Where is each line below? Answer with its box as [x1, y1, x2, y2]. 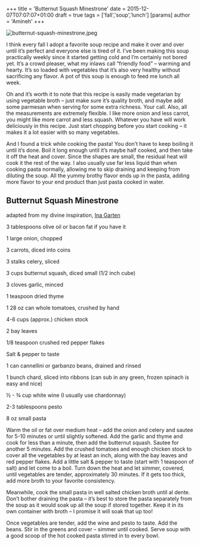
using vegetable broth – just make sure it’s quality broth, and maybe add [6, 97, 183, 104]
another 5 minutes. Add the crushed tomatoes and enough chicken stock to [6, 445, 192, 452]
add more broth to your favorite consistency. [6, 477, 116, 484]
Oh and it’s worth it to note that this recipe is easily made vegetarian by [6, 91, 181, 97]
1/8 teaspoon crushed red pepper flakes [6, 339, 105, 346]
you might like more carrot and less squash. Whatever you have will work [6, 116, 186, 123]
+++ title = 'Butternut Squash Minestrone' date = [6, 5, 127, 12]
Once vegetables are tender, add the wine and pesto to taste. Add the [6, 519, 178, 526]
